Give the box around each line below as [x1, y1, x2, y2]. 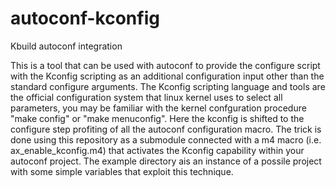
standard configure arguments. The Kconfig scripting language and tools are [10, 80, 326, 92]
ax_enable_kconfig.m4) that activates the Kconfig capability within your [10, 144, 305, 156]
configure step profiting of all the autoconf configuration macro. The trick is [10, 123, 322, 135]
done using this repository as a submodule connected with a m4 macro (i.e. [10, 133, 322, 146]
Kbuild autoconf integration [10, 40, 123, 52]
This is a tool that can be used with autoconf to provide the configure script [10, 59, 321, 71]
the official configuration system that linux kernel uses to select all [10, 91, 283, 103]
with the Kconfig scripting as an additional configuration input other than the [10, 70, 325, 82]
